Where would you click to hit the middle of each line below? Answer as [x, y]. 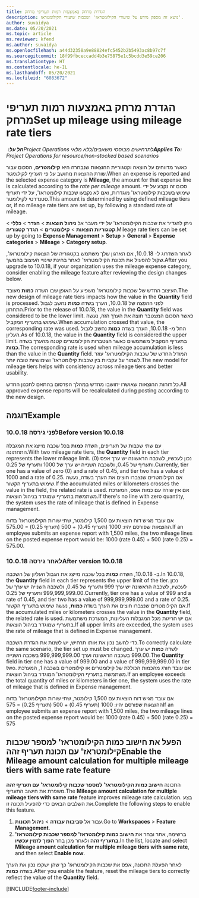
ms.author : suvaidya [32, 45]
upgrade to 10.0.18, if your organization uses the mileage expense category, [99, 266]
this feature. [21, 810]
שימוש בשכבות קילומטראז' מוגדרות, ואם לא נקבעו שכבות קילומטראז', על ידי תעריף [98, 193]
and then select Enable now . [50, 853]
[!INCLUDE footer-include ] [38, 888]
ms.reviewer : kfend [30, 39]
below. [14, 279]
